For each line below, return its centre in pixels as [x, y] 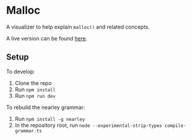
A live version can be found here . [47, 38]
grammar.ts [28, 131]
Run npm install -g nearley [50, 119]
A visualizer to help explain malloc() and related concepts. [78, 27]
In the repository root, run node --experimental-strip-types [88, 125]
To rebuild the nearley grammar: [46, 107]
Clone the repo [33, 83]
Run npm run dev [35, 95]
